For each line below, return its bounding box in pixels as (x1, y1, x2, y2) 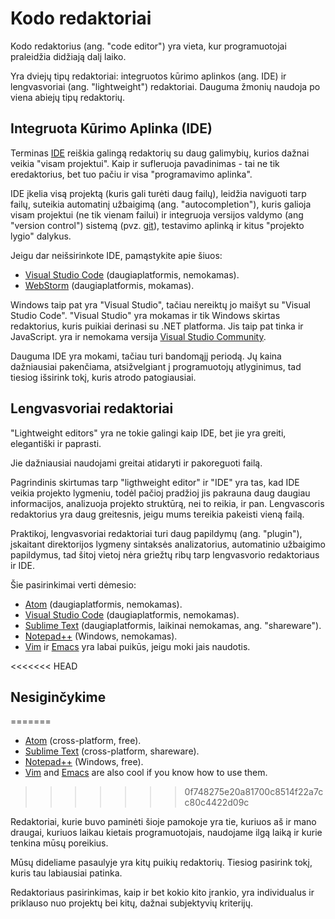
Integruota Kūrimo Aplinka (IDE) (10, 120, 213, 137)
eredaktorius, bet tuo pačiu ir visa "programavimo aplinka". (10, 168, 253, 180)
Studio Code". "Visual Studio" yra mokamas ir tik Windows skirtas (10, 309, 281, 321)
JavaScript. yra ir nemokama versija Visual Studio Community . (10, 330, 267, 342)
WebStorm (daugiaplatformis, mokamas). (24, 279, 195, 291)
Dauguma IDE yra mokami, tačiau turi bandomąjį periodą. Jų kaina (10, 350, 282, 362)
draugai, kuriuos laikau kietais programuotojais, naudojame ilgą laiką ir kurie (10, 827, 323, 839)
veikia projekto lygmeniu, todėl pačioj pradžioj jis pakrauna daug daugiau (10, 487, 311, 499)
